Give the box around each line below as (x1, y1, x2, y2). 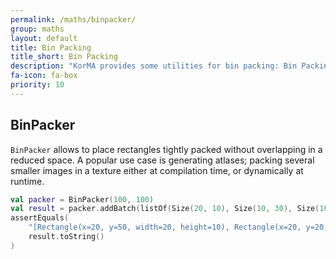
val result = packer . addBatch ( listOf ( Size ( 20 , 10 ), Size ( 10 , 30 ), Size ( (10, 204, 320, 214)
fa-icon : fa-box (10, 71, 78, 81)
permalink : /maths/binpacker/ (10, 14, 137, 25)
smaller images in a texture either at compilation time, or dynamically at (10, 164, 304, 176)
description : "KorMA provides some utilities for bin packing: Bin (10, 61, 298, 71)
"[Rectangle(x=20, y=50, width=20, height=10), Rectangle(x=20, (28, 222, 302, 233)
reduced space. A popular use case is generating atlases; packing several (10, 154, 315, 166)
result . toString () (28, 232, 105, 242)
